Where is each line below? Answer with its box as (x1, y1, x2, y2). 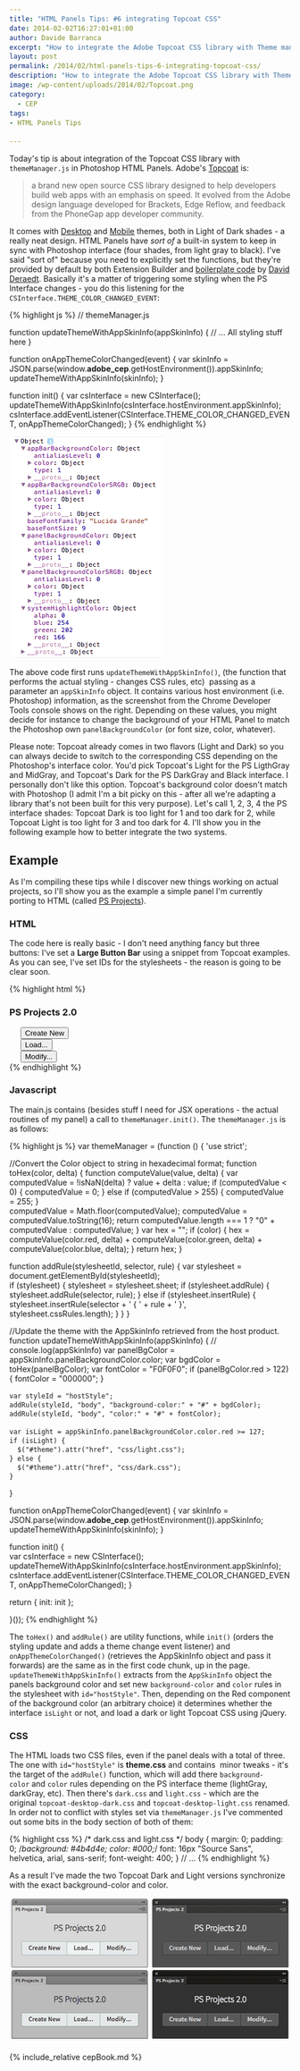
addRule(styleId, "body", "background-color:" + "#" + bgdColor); (9, 1400, 262, 1409)
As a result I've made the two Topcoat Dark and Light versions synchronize (9, 1870, 286, 1881)
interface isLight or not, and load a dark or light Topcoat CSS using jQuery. (9, 1707, 287, 1718)
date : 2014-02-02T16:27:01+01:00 (9, 23, 134, 33)
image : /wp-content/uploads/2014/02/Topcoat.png (9, 80, 194, 89)
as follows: (9, 1123, 49, 1134)
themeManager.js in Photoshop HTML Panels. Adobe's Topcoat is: (9, 163, 250, 173)
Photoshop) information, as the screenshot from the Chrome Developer (9, 696, 271, 706)
